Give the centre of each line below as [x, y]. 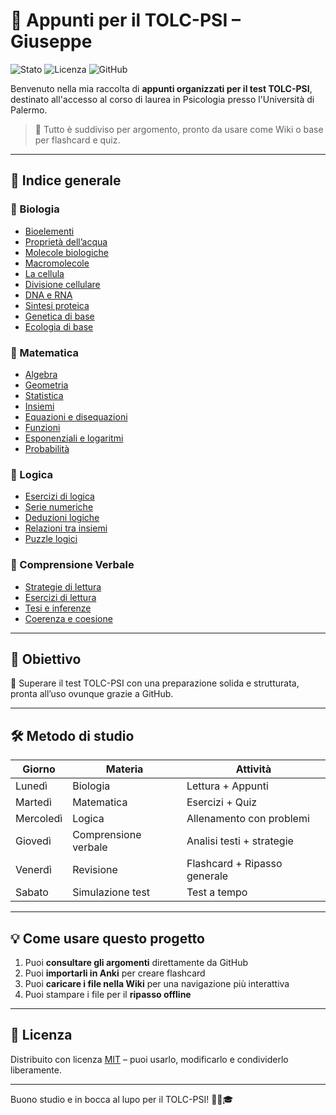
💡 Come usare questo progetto [107, 938]
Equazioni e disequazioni [76, 416]
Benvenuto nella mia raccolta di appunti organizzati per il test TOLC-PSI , [161, 88]
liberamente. [36, 1070]
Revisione [95, 870]
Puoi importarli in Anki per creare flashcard [115, 973]
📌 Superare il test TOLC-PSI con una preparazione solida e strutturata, [155, 683]
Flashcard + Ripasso [234, 864]
